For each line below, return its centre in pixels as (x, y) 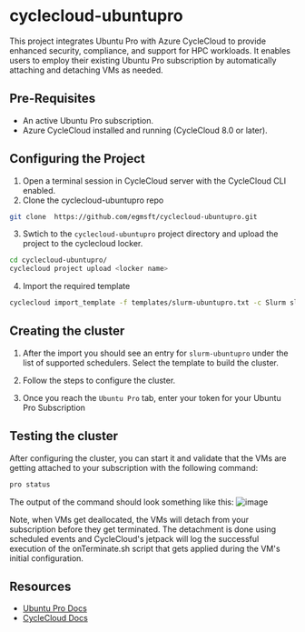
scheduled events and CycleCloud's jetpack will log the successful (134, 538)
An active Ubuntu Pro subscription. (88, 120)
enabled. (39, 190)
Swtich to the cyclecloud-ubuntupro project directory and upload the (150, 234)
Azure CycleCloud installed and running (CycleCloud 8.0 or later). (145, 130)
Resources (40, 586)
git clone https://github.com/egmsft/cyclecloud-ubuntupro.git (133, 216)
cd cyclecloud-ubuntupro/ (58, 260)
